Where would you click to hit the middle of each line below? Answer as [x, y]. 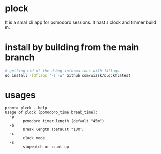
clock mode [34, 138]
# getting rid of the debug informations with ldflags [62, 71]
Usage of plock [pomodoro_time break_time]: [51, 112]
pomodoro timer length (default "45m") [64, 121]
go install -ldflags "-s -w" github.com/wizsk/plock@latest [68, 75]
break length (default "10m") [54, 129]
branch [20, 58]
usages [20, 95]
